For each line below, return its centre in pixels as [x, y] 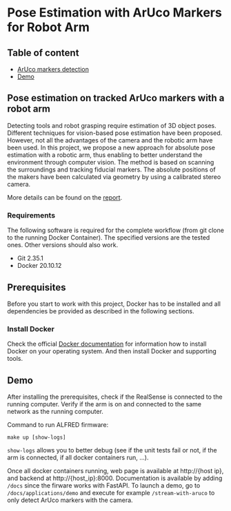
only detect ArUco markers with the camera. [70, 500]
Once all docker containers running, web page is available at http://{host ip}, [115, 471]
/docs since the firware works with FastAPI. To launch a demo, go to [104, 486]
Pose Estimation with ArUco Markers [114, 13]
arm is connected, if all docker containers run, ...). [78, 458]
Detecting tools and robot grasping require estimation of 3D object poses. [112, 125]
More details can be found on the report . [65, 197]
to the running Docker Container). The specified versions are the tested [109, 238]
